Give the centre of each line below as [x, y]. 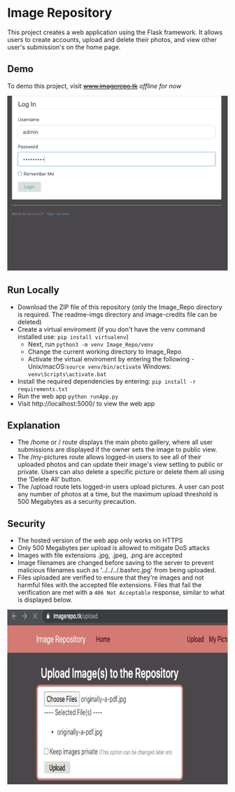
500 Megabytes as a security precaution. [77, 502]
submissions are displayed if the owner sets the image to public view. [117, 449]
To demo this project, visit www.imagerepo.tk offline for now [94, 86]
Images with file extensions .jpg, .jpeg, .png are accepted [100, 555]
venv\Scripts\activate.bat [67, 374]
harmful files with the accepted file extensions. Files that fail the [109, 585]
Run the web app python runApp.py [68, 396]
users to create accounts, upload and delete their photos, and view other [112, 39]
